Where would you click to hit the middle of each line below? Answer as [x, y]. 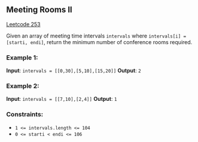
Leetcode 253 [23, 24]
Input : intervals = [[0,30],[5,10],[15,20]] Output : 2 [74, 70]
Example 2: [23, 86]
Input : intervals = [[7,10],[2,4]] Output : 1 [62, 99]
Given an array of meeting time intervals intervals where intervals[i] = [96, 36]
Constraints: [25, 115]
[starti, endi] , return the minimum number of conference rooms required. [99, 42]
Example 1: [22, 57]
